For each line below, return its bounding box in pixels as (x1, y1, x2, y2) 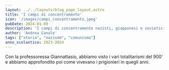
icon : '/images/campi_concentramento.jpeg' (5, 16, 98, 21)
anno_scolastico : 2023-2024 (5, 40, 64, 45)
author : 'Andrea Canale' (5, 30, 57, 35)
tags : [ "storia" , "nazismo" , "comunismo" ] (5, 35, 96, 40)
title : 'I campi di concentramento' (5, 12, 82, 17)
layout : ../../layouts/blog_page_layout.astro (5, 7, 105, 12)
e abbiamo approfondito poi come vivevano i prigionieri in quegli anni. (5, 58, 150, 65)
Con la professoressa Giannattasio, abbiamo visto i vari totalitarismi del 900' (5, 53, 163, 59)
